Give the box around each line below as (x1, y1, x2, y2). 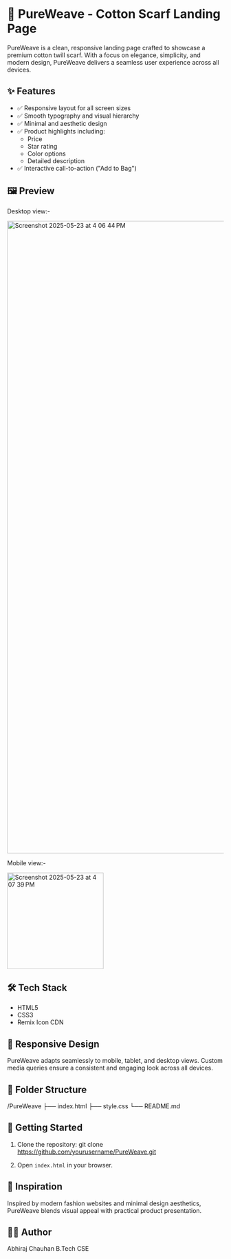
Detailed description (27, 156, 85, 165)
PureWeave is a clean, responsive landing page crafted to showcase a (7, 43, 206, 52)
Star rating (27, 142, 58, 150)
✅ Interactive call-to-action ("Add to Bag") (16, 164, 137, 172)
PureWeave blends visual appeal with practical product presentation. (7, 1206, 202, 1214)
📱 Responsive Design (7, 1038, 100, 1050)
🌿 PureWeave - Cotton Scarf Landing (7, 6, 221, 22)
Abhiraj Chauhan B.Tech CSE (7, 1245, 89, 1253)
